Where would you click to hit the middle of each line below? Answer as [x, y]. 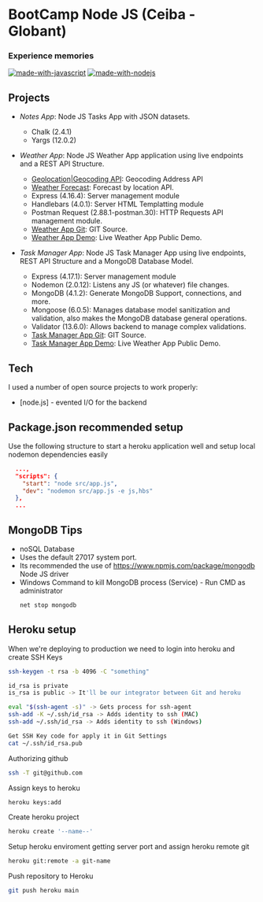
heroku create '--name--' [50, 832]
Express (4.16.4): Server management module [105, 196]
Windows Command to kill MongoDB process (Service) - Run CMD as [132, 582]
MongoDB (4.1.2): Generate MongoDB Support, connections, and [136, 294]
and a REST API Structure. [62, 164]
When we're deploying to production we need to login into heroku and [122, 649]
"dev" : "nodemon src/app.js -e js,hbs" [88, 491]
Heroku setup [42, 630]
